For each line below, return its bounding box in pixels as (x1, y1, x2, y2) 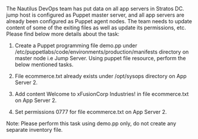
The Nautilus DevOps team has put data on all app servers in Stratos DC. (6, 5, 184, 12)
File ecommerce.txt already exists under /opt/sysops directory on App (14, 73, 187, 79)
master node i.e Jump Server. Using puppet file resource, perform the (14, 55, 186, 61)
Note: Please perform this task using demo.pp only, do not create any (6, 120, 177, 127)
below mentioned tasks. (14, 61, 74, 68)
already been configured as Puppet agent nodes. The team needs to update (6, 18, 192, 24)
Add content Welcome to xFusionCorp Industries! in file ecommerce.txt (14, 91, 189, 97)
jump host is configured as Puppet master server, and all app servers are (6, 11, 184, 18)
